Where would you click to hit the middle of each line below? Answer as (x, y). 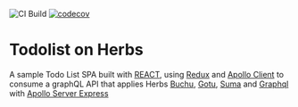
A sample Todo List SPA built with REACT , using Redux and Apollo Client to (146, 74)
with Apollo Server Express (59, 93)
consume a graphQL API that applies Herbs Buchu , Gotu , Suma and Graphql (149, 84)
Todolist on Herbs (77, 50)
